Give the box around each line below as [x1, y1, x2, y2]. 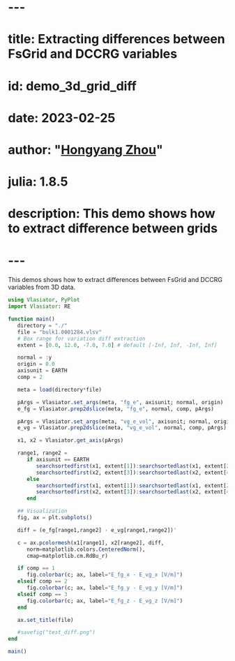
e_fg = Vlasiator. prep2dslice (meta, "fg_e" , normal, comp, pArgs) [17, 405, 215, 413]
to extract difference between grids [8, 221, 218, 237]
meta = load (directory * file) [17, 386, 102, 393]
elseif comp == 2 [17, 578, 68, 585]
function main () [8, 315, 55, 322]
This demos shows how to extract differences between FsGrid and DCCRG [8, 276, 222, 284]
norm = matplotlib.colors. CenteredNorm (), [26, 546, 146, 553]
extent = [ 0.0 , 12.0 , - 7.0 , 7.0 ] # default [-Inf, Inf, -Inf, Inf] [17, 341, 218, 348]
